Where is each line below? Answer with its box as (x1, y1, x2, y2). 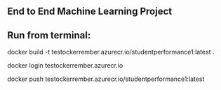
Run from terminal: (7, 29, 91, 41)
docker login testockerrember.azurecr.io (7, 61, 123, 70)
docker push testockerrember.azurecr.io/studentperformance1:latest (7, 75, 205, 83)
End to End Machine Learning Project (7, 6, 173, 17)
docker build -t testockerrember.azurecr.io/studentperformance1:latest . (7, 48, 215, 57)
